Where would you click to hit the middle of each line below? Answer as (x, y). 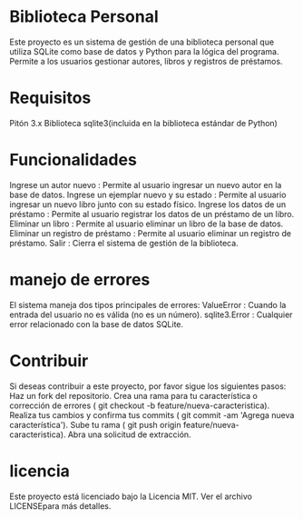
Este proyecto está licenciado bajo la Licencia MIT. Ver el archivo (131, 496)
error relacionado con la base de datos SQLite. (97, 324)
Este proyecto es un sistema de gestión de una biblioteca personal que (142, 42)
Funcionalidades (73, 160)
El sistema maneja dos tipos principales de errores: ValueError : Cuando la (148, 304)
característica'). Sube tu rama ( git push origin (95, 424)
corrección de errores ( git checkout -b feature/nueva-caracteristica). (140, 405)
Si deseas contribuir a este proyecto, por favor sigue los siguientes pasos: (148, 386)
